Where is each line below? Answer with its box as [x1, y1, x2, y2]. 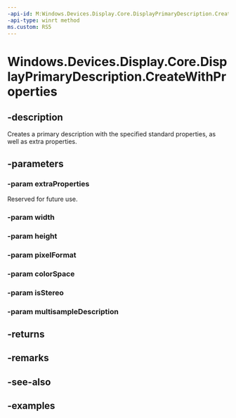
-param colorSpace [7, 268, 75, 278]
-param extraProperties [7, 178, 90, 188]
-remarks [7, 352, 49, 364]
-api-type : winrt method [7, 17, 80, 24]
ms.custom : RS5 [7, 23, 52, 30]
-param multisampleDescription [7, 306, 119, 316]
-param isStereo [7, 287, 65, 297]
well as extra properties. [7, 138, 77, 146]
